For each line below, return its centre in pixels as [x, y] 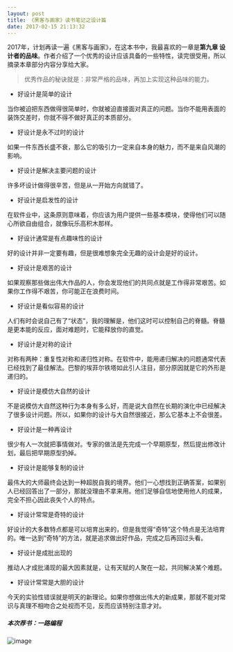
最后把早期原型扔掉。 [50, 453]
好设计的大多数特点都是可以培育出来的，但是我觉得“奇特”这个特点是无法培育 [116, 530]
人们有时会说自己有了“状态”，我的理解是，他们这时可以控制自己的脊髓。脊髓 [116, 321]
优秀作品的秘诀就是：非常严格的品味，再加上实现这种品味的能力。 [118, 79]
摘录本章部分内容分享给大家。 [50, 65]
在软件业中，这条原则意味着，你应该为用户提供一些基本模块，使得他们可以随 [116, 215]
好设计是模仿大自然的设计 [54, 391]
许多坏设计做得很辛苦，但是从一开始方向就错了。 [77, 186]
